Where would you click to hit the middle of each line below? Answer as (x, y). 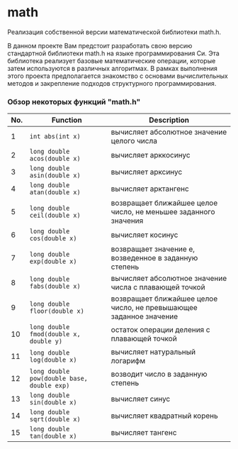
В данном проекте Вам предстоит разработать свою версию (100, 45)
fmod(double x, (55, 334)
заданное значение (144, 316)
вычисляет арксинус (147, 172)
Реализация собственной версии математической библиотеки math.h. (114, 32)
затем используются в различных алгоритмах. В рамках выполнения (113, 68)
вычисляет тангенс (144, 433)
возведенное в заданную (154, 258)
